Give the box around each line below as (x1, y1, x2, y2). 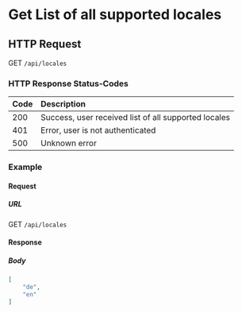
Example (8, 161, 43, 172)
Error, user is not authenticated (40, 125, 156, 136)
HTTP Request (8, 37, 82, 51)
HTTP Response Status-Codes (8, 78, 129, 89)
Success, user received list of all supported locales (40, 112, 231, 123)
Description (40, 99, 86, 110)
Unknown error (40, 137, 97, 149)
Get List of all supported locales (8, 6, 222, 24)
